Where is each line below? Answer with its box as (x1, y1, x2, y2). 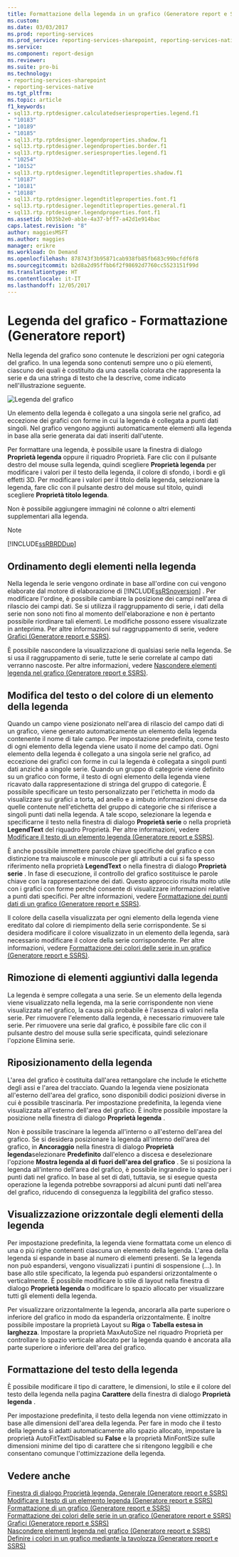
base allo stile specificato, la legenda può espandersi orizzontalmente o (7, 1269, 218, 1277)
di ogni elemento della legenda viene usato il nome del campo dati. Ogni (7, 742, 219, 751)
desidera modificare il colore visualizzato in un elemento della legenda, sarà (7, 928, 230, 937)
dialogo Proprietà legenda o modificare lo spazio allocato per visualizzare (7, 1284, 225, 1292)
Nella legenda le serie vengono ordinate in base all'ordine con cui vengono (7, 580, 226, 588)
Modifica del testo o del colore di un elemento (7, 689, 214, 701)
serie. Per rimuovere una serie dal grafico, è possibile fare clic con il (7, 1021, 207, 1029)
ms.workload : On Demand (7, 248, 78, 256)
